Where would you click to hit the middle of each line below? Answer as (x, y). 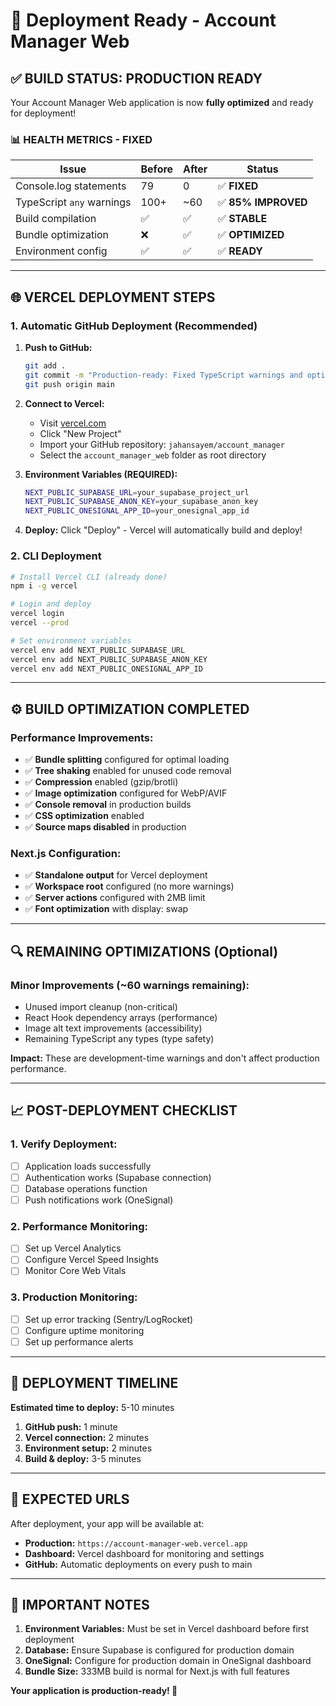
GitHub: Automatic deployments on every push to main (138, 1564)
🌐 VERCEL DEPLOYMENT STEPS (113, 297)
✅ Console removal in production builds (108, 805)
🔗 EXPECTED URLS (70, 1499)
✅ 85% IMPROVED (262, 202)
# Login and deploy (51, 604)
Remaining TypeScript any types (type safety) (119, 1039)
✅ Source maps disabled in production (105, 827)
